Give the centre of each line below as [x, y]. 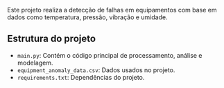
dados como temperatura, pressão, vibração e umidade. [87, 17]
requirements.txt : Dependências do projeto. [81, 77]
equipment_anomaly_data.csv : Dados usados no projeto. [96, 70]
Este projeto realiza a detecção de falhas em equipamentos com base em [112, 10]
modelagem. [35, 63]
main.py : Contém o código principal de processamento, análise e [110, 55]
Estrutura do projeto [51, 39]
